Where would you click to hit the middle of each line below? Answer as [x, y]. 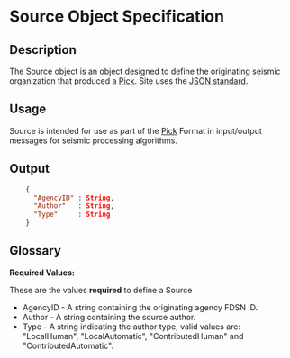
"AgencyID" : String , [74, 198]
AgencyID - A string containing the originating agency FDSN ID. [140, 307]
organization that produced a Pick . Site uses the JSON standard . [129, 81]
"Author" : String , [74, 206]
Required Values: [42, 273]
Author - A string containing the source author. [109, 317]
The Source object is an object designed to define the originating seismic [145, 71]
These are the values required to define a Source [101, 290]
